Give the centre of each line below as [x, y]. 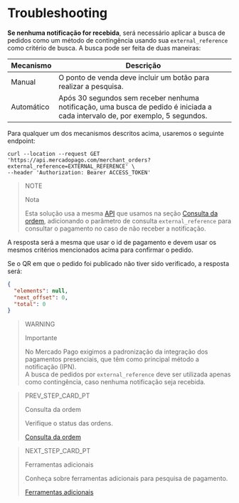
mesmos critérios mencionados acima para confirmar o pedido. [100, 250]
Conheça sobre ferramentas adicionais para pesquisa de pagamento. [126, 479]
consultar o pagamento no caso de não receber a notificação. [115, 228]
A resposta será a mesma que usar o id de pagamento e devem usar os [112, 242]
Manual [23, 82]
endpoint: [21, 141]
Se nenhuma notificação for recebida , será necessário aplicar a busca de [116, 33]
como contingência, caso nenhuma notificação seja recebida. [115, 382]
